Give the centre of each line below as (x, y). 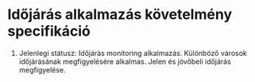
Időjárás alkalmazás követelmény (120, 15)
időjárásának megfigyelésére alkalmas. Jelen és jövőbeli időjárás (125, 61)
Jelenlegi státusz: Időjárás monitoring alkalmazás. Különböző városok (133, 53)
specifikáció (49, 31)
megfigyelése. (42, 69)
